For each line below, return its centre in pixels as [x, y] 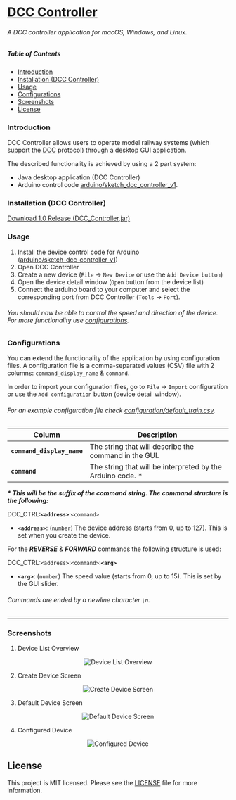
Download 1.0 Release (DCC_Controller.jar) [69, 218]
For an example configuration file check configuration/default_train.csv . [111, 410]
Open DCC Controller [48, 267]
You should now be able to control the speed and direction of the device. [113, 313]
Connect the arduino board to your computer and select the [104, 289]
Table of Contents [34, 54]
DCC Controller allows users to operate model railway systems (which [109, 143]
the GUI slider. [38, 584]
